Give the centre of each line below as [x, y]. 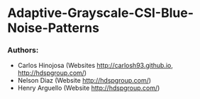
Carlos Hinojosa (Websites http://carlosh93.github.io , [95, 66]
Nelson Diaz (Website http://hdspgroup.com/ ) [84, 81]
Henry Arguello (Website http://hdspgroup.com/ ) [89, 88]
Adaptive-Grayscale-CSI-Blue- [100, 13]
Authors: [23, 50]
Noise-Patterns [53, 28]
